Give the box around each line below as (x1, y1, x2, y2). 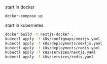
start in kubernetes (5, 22, 44, 28)
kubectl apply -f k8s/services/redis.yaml (5, 55, 94, 60)
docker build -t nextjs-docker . (5, 32, 74, 37)
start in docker (5, 4, 35, 10)
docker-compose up (5, 14, 43, 19)
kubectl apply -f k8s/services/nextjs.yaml (5, 50, 96, 55)
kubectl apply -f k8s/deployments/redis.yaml (5, 45, 100, 50)
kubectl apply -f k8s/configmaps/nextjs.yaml (5, 36, 100, 41)
